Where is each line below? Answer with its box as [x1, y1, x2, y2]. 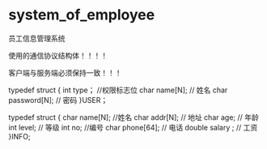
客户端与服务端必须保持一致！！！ [8, 67, 122, 78]
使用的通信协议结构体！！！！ [8, 50, 108, 60]
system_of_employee [8, 6, 155, 24]
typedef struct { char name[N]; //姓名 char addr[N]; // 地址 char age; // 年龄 [8, 112, 259, 122]
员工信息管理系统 [8, 33, 66, 43]
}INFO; [8, 131, 31, 141]
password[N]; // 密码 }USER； [8, 95, 108, 104]
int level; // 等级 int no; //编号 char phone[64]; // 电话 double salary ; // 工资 [8, 122, 258, 132]
